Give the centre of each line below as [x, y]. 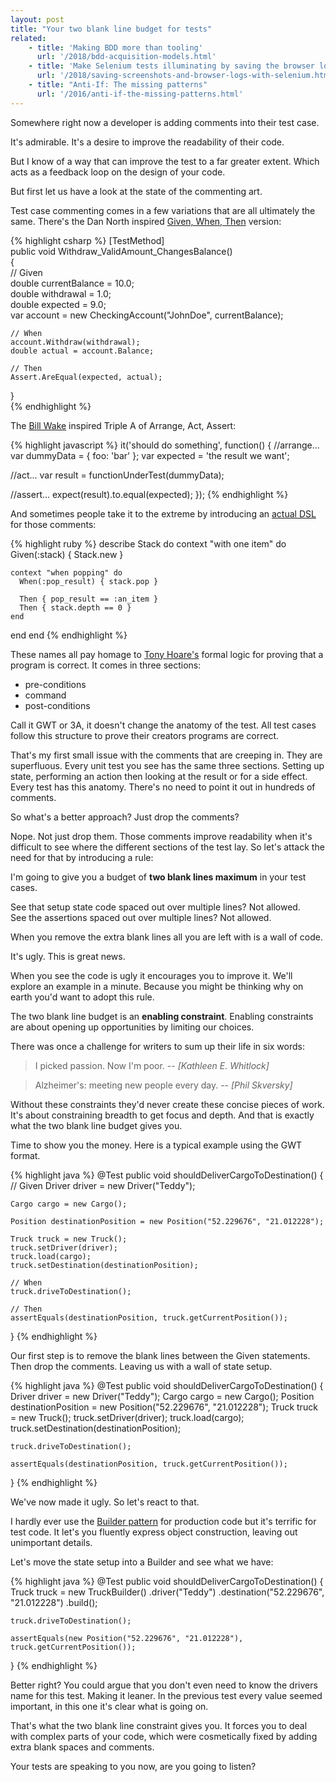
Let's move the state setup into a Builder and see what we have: [142, 1562]
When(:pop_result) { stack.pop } [89, 581]
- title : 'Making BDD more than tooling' [115, 47]
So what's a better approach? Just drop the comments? [125, 817]
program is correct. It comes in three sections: [106, 665]
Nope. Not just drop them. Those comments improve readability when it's [161, 836]
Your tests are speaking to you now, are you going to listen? [133, 1766]
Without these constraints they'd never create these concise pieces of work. [167, 1104]
